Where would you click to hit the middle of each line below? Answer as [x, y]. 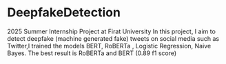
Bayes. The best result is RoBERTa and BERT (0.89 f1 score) [92, 53]
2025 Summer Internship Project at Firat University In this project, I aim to [111, 31]
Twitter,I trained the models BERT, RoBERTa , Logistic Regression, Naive [109, 46]
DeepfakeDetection [64, 13]
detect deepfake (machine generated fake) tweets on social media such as [113, 38]
